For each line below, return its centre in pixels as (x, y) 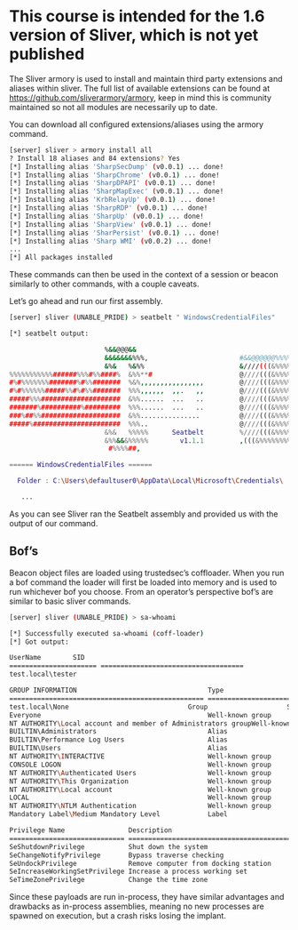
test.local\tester (43, 674)
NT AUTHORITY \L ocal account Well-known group (141, 790)
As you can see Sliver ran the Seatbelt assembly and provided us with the (144, 514)
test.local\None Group (109, 707)
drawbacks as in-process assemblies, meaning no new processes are (137, 906)
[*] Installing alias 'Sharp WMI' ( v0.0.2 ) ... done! (111, 241)
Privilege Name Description (91, 830)
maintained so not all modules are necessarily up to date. (114, 107)
